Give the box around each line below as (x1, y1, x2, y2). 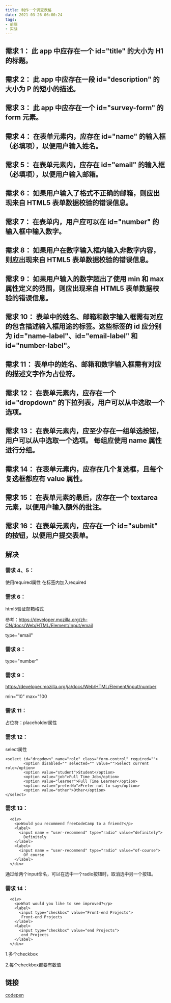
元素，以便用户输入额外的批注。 (5, 503, 106, 511)
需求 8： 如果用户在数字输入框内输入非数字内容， (5, 246, 160, 255)
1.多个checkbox (5, 951, 38, 957)
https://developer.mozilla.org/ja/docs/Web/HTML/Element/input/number (5, 683, 157, 689)
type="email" (5, 632, 33, 638)
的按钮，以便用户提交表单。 (5, 531, 93, 540)
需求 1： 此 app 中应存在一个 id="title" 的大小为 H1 (5, 46, 164, 55)
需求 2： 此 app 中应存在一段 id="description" (5, 75, 152, 84)
